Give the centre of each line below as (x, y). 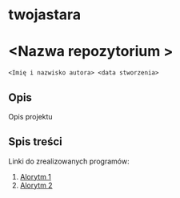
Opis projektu (31, 116)
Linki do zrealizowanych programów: (69, 161)
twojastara (45, 15)
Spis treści (35, 142)
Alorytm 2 (36, 185)
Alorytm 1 (36, 176)
